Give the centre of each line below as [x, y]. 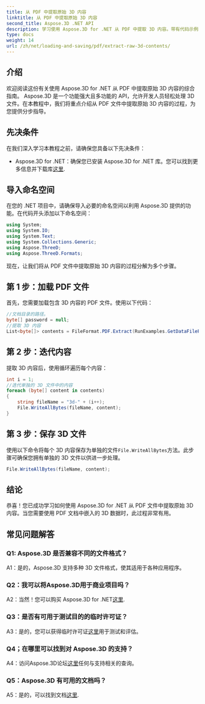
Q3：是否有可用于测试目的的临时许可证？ [67, 617]
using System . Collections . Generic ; [52, 242]
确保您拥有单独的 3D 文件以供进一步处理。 [70, 457]
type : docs [20, 35]
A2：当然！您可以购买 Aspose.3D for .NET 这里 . [66, 599]
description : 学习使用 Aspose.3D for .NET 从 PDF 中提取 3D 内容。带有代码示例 [102, 29]
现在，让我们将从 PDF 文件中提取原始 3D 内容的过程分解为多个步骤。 [93, 266]
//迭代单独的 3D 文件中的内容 [40, 385]
